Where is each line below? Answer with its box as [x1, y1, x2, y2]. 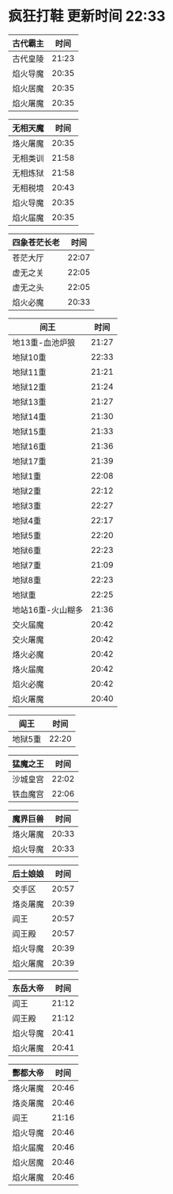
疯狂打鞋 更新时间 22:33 [8, 7, 166, 25]
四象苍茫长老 [12, 237, 61, 248]
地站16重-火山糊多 [12, 604, 84, 615]
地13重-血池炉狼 [12, 337, 76, 348]
